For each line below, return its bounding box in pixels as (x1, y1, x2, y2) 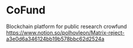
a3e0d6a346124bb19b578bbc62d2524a (6, 35, 105, 42)
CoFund (6, 4, 46, 17)
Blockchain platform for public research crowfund (6, 23, 127, 30)
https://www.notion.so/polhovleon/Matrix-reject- (6, 29, 125, 36)
